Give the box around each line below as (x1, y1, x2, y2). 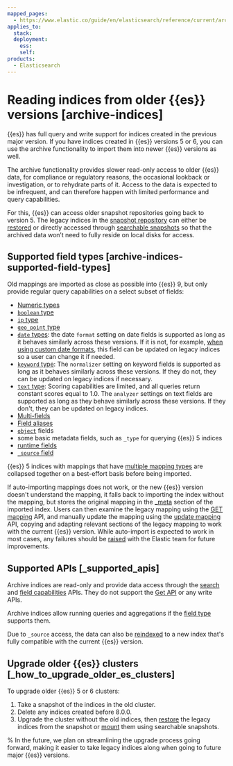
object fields (17, 426, 54, 435)
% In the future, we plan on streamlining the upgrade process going (7, 736, 201, 744)
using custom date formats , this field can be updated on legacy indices (17, 345, 221, 353)
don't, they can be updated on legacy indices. (17, 404, 148, 413)
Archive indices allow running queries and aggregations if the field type (7, 609, 212, 618)
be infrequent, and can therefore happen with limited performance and (7, 187, 209, 196)
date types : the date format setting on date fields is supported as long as (17, 330, 225, 339)
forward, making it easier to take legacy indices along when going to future (7, 744, 222, 751)
